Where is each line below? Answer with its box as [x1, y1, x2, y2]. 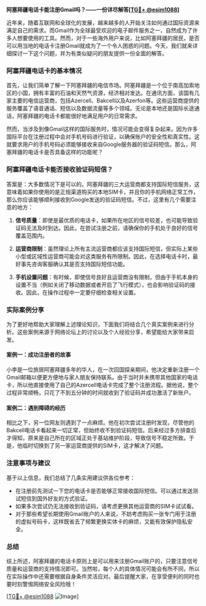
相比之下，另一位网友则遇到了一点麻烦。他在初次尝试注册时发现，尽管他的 [6, 419, 194, 426]
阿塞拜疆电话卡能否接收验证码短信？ [6, 165, 113, 174]
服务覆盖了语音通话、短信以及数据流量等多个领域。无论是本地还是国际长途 [6, 104, 194, 112]
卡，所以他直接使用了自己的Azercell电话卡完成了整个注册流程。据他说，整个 [6, 381, 199, 389]
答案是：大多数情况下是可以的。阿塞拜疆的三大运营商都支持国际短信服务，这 [6, 181, 200, 188]
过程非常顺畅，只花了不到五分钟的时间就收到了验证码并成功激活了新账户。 [6, 389, 194, 397]
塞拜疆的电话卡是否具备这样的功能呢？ [6, 149, 103, 156]
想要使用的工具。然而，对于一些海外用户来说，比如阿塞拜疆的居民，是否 [17, 34, 200, 42]
